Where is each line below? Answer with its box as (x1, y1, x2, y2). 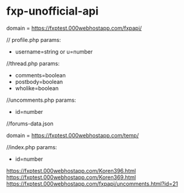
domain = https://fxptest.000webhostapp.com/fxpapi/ (6, 24, 142, 32)
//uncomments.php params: (6, 96, 76, 104)
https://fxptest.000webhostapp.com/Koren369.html (6, 174, 136, 181)
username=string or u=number (15, 47, 93, 55)
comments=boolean (15, 71, 66, 79)
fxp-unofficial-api (6, 4, 99, 18)
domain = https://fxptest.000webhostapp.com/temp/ (6, 132, 139, 139)
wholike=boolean (15, 84, 59, 92)
